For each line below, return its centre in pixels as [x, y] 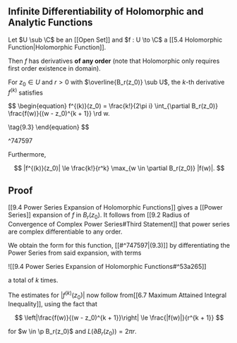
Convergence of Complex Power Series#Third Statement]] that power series [119, 224]
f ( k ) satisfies [25, 92]
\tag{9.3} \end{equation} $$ [49, 127]
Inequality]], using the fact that [53, 304]
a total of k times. [33, 280]
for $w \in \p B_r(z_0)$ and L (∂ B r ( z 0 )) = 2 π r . [72, 332]
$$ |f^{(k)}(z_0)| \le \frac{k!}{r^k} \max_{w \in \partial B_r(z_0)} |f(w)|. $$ [119, 168]
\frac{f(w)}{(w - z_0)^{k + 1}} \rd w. [59, 114]
